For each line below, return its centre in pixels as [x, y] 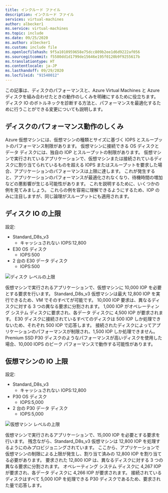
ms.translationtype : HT [30, 61]
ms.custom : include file [31, 47]
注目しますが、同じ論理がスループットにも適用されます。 [73, 196]
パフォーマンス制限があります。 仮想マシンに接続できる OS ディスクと [87, 146]
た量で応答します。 [25, 485]
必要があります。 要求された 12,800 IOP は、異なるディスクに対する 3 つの [86, 460]
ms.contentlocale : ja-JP [31, 66]
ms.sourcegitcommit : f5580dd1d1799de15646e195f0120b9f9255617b [73, 57]
